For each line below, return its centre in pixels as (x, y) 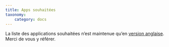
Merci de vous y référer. (31, 39)
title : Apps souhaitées (31, 10)
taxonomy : (16, 15)
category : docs (31, 19)
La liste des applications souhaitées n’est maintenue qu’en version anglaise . (85, 34)
